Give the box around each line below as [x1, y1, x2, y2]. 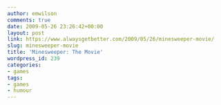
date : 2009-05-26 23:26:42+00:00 [7, 23, 104, 30]
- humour [7, 87, 32, 94]
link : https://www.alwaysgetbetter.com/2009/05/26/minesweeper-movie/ [7, 36, 215, 43]
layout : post [7, 29, 45, 37]
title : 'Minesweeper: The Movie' [7, 49, 104, 56]
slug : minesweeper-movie [7, 42, 79, 49]
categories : [7, 61, 41, 68]
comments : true [7, 17, 51, 23]
